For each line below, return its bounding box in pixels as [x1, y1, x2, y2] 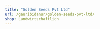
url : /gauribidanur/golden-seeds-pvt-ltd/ [5, 12, 95, 17]
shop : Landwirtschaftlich [5, 16, 59, 21]
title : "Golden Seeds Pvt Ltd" [5, 7, 70, 12]
